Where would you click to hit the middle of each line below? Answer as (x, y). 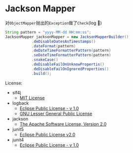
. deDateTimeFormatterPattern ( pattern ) (71, 51)
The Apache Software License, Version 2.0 (63, 124)
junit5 (18, 129)
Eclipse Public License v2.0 (47, 134)
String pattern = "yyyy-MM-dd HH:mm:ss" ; (48, 32)
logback (20, 103)
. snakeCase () (45, 60)
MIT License (32, 98)
